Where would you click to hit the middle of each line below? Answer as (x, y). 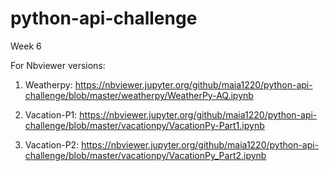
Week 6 (26, 46)
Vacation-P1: (51, 114)
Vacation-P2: (52, 144)
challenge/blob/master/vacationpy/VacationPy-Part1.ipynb (144, 125)
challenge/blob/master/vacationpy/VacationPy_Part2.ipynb (145, 155)
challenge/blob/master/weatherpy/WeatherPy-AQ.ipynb (139, 95)
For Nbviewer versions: (58, 65)
